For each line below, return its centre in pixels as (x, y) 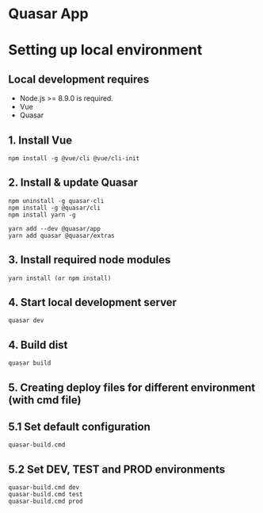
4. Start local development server (92, 302)
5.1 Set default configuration (79, 427)
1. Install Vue (40, 140)
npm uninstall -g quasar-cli (56, 201)
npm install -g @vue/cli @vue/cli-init (74, 159)
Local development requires (79, 79)
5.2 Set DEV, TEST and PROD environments (117, 469)
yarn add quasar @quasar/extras (61, 235)
